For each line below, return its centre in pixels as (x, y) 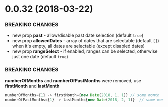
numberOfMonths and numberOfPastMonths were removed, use (73, 80)
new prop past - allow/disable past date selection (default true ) (78, 35)
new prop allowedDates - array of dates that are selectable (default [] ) (86, 41)
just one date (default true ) (40, 57)
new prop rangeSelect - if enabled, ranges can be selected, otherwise (85, 51)
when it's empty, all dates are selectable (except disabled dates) (78, 46)
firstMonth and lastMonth (32, 86)
